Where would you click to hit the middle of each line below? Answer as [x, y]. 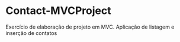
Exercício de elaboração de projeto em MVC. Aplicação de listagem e [90, 27]
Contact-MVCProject [58, 11]
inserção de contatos [31, 33]
